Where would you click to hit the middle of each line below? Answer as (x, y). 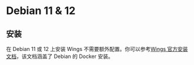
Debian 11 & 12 (41, 11)
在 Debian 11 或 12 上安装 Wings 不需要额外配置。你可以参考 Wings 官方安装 (97, 49)
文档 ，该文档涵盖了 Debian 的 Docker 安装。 (60, 56)
